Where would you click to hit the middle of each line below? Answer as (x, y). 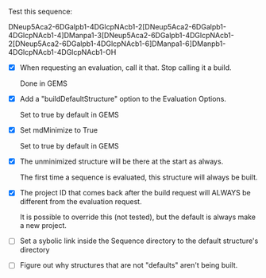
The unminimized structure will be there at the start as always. (121, 161)
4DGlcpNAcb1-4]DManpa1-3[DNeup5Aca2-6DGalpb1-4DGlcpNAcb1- (121, 35)
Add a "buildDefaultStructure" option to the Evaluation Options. (123, 99)
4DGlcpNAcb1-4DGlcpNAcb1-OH (62, 52)
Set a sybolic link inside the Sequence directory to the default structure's (139, 241)
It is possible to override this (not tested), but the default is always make (138, 217)
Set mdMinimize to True (58, 130)
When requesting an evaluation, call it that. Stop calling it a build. (125, 68)
